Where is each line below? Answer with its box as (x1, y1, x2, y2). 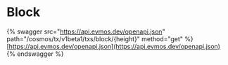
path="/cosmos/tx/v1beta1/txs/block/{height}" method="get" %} (6, 34, 194, 43)
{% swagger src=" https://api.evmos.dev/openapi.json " (6, 27, 166, 36)
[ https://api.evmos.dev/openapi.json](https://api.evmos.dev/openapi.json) (6, 42, 221, 50)
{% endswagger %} (6, 50, 64, 58)
